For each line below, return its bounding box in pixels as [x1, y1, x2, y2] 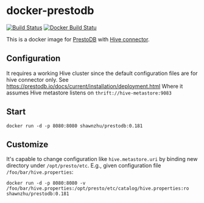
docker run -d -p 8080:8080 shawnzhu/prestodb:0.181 [6, 123, 143, 129]
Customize [6, 139, 49, 149]
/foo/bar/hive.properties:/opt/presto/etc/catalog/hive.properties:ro [6, 185, 189, 192]
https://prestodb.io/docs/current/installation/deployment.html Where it [6, 82, 183, 90]
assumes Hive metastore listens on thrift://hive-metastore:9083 [6, 89, 172, 96]
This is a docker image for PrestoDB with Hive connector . [6, 35, 150, 43]
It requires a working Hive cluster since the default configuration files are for [6, 69, 198, 77]
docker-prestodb [6, 4, 94, 18]
